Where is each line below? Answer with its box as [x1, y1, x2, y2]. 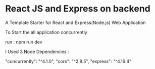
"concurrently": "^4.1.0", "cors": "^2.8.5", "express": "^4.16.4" [5, 58, 132, 64]
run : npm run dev [5, 38, 42, 45]
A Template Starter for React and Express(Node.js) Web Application [5, 19, 146, 25]
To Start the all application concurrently [5, 29, 87, 35]
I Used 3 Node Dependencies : [5, 48, 69, 54]
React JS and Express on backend [5, 3, 150, 14]
